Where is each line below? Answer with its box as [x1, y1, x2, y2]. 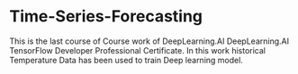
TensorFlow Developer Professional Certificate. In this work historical [9, 45, 266, 55]
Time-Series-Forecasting [9, 6, 203, 27]
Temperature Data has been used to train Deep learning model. [9, 54, 243, 65]
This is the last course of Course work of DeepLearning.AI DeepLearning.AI [9, 36, 290, 46]
